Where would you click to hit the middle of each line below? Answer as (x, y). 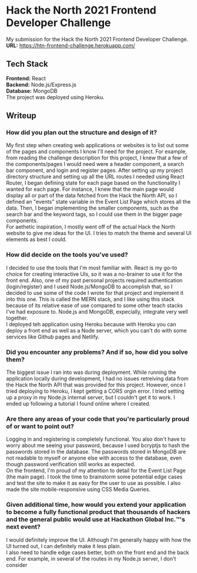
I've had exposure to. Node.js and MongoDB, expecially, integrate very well (97, 311)
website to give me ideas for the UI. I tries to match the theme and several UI (99, 233)
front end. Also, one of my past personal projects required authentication (94, 280)
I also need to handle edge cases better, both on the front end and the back (98, 552)
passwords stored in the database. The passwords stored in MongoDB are (96, 452)
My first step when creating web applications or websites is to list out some (98, 145)
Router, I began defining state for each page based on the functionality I (93, 183)
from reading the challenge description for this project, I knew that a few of (97, 158)
